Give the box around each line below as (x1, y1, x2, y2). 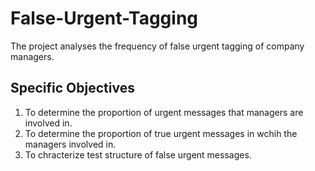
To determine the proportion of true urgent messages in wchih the (24, 127, 298, 139)
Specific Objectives (10, 80, 135, 97)
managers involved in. (24, 138, 117, 150)
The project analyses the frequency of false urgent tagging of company (10, 40, 305, 52)
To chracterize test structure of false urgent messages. (24, 148, 252, 161)
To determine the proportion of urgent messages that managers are (24, 106, 304, 118)
